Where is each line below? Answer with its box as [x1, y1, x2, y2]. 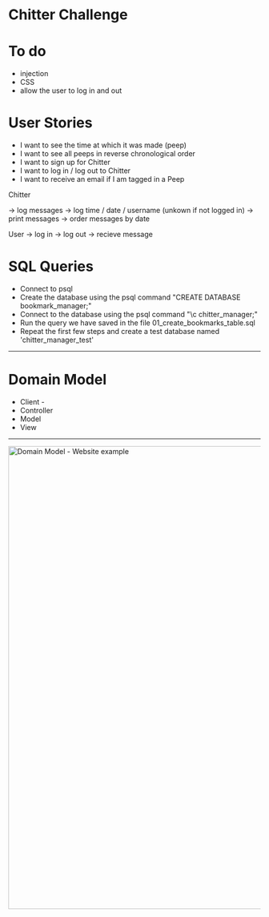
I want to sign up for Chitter [19, 158, 110, 167]
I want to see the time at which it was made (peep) [19, 140, 187, 150]
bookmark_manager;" [19, 301, 92, 310]
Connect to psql [19, 284, 74, 293]
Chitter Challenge [8, 6, 128, 24]
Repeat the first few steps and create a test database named [19, 327, 220, 336]
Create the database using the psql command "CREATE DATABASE [19, 292, 241, 302]
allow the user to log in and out [19, 86, 122, 95]
